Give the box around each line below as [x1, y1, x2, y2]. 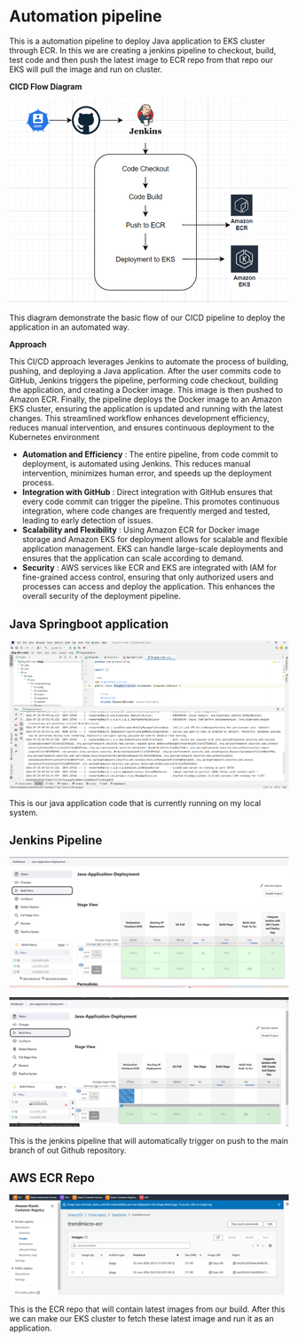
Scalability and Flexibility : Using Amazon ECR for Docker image [21, 524, 260, 535]
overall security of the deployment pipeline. [21, 591, 182, 602]
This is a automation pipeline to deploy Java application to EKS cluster [9, 36, 266, 46]
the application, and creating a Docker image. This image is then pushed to [9, 385, 284, 395]
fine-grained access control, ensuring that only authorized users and [21, 571, 274, 583]
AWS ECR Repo [9, 1170, 95, 1186]
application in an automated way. [9, 322, 130, 332]
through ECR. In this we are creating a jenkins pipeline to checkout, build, [9, 44, 277, 55]
